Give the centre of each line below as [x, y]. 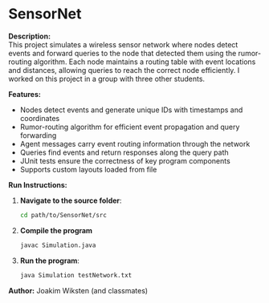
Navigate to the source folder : [71, 200]
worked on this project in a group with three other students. [107, 79]
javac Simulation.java [58, 245]
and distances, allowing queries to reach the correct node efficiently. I [124, 70]
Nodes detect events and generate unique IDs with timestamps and [131, 110]
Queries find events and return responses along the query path [124, 152]
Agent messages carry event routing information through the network [135, 143]
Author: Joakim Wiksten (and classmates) [78, 290]
